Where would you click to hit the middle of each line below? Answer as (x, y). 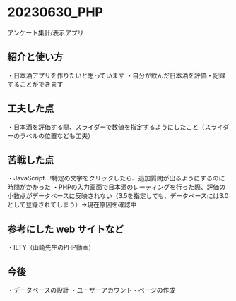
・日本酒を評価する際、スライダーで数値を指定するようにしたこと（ (106, 127)
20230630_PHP (55, 12)
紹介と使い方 (35, 57)
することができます (35, 84)
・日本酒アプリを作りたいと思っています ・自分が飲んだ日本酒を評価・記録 (117, 75)
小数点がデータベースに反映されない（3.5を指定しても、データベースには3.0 (118, 196)
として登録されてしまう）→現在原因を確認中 (72, 204)
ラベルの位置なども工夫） (57, 135)
